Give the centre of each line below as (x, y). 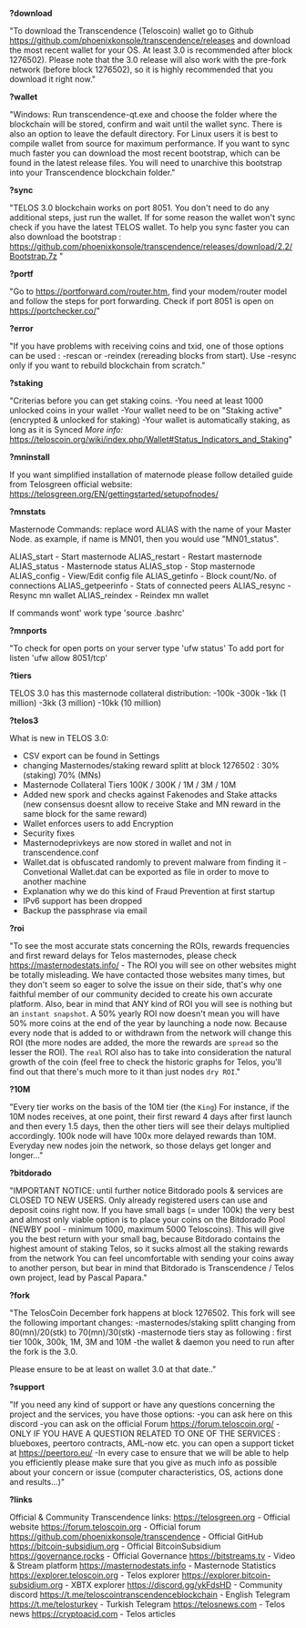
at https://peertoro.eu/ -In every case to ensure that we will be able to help (149, 1453)
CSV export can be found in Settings (91, 756)
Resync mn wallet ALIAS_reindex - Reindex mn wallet (109, 595)
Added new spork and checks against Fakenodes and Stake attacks (150, 794)
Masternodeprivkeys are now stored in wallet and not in (127, 843)
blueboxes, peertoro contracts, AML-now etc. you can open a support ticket (152, 1443)
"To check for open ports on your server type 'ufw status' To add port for (147, 648)
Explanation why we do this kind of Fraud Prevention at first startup (149, 891)
